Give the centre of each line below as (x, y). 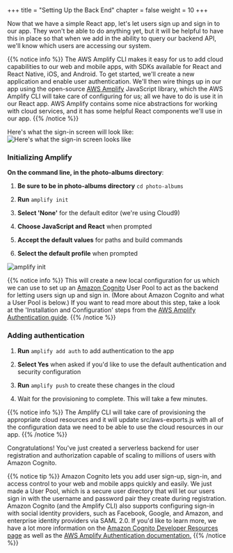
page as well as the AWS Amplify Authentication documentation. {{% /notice (116, 535)
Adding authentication (46, 336)
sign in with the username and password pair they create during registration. (117, 498)
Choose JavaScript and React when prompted (85, 226)
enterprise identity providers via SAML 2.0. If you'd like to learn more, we (112, 520)
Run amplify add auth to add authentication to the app (96, 350)
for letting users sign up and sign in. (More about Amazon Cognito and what (116, 295)
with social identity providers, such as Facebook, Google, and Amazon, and (115, 513)
